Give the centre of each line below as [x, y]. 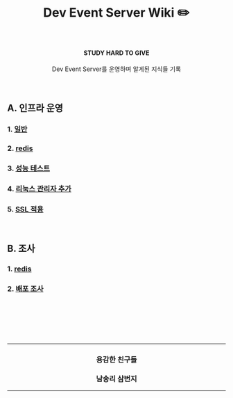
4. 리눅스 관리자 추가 [39, 189]
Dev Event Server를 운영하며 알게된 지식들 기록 [116, 69]
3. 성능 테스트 [29, 168]
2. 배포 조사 [25, 289]
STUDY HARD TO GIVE [116, 53]
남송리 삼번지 [116, 379]
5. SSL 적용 [25, 209]
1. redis [19, 269]
